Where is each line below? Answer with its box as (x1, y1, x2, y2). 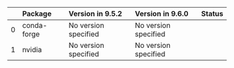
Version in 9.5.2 (68, 9, 123, 18)
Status (201, 9, 224, 18)
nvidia (22, 45, 42, 54)
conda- (22, 21, 47, 30)
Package (22, 9, 52, 18)
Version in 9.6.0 (134, 9, 189, 18)
